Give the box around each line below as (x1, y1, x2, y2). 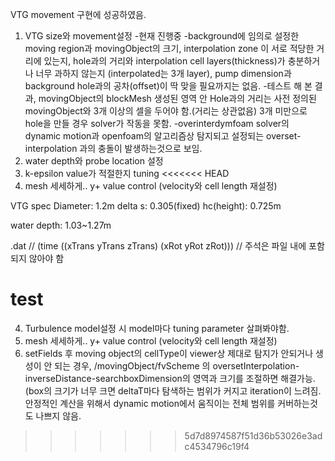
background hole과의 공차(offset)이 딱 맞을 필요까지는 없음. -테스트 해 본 (24, 80, 313, 92)
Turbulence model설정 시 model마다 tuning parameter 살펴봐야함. (24, 322, 290, 334)
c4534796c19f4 (184, 440, 250, 452)
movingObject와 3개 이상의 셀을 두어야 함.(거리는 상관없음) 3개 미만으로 (24, 105, 308, 117)
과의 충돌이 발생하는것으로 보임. (79, 143, 203, 154)
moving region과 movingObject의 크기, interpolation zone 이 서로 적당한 (24, 43, 315, 54)
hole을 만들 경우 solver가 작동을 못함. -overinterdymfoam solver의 (24, 118, 290, 129)
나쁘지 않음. (35, 409, 82, 422)
